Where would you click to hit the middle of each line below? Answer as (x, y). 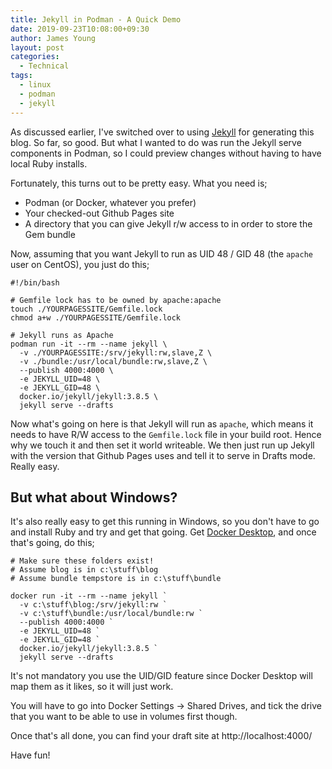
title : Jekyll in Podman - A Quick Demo (96, 19)
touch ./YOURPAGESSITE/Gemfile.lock (86, 309)
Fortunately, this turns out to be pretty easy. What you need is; (139, 183)
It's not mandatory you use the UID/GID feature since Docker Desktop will (161, 676)
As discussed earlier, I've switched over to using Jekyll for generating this (162, 132)
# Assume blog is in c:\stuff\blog (84, 570)
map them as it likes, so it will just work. (92, 687)
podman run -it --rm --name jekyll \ (89, 344)
